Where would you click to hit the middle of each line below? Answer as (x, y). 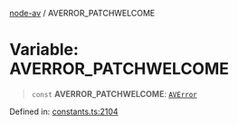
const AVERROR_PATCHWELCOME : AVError (114, 93)
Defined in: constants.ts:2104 (64, 111)
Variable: (44, 50)
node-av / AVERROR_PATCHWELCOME (82, 13)
